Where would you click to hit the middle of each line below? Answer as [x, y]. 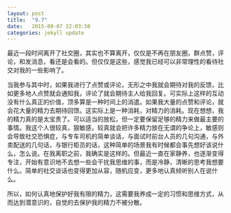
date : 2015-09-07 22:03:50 [49, 26]
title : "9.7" [27, 20]
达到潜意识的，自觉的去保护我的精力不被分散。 [79, 203]
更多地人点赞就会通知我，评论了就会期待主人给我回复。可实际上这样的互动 [118, 93]
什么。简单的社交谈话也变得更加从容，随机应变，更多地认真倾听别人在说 [109, 171]
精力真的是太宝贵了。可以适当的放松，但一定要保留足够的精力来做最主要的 [118, 119]
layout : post [26, 13]
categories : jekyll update [46, 33]
